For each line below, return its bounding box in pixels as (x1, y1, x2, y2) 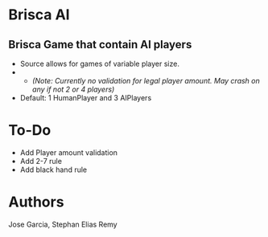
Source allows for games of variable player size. (19, 59, 179, 68)
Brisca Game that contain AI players (8, 38, 192, 51)
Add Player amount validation (19, 147, 118, 157)
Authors (8, 193, 64, 211)
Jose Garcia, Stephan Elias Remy (8, 219, 118, 229)
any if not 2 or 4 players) (31, 84, 115, 94)
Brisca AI (8, 6, 70, 24)
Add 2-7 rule (19, 156, 63, 165)
